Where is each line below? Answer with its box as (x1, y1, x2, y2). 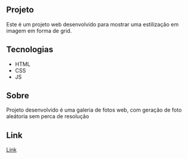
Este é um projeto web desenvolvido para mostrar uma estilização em (6, 20, 179, 28)
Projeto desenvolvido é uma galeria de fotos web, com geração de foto (6, 106, 182, 113)
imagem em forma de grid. (6, 27, 72, 34)
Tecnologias (6, 44, 53, 55)
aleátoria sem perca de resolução (6, 113, 89, 120)
